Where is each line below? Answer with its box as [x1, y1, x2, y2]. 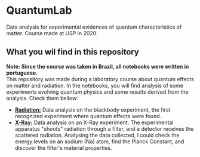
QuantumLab [6, 4, 72, 17]
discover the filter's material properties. [14, 144, 112, 151]
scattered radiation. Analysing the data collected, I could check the [14, 131, 180, 138]
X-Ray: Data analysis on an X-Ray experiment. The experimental [14, 119, 174, 126]
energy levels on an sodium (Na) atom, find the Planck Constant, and [14, 138, 184, 145]
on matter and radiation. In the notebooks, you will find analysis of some [6, 82, 184, 89]
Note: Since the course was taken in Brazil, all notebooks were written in [6, 63, 189, 70]
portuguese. [6, 69, 38, 76]
